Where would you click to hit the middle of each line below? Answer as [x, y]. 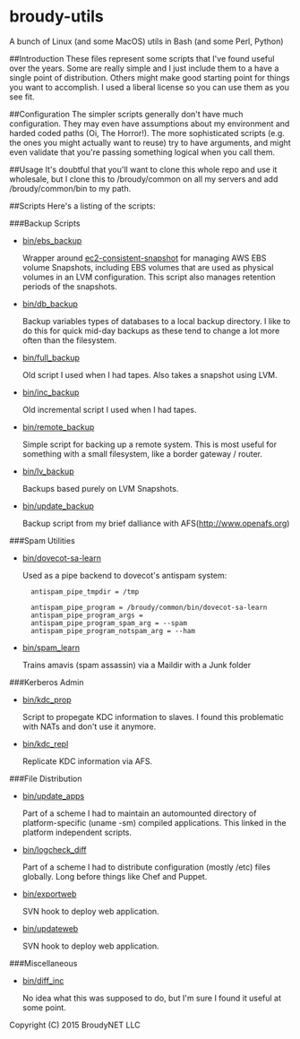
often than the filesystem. [69, 340]
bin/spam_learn [51, 648]
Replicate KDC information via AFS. [87, 761]
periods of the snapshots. [70, 286]
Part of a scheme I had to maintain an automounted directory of [139, 813]
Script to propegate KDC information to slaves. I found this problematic [153, 717]
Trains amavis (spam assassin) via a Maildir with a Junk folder [137, 665]
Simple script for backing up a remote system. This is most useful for [150, 444]
